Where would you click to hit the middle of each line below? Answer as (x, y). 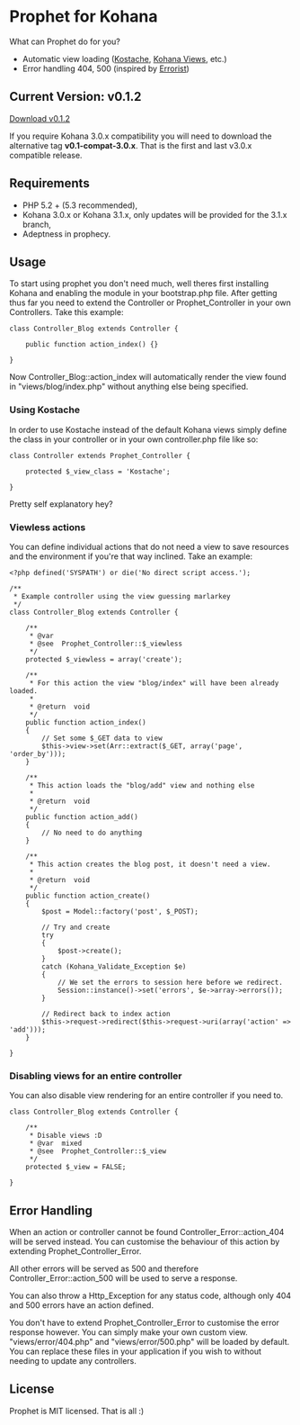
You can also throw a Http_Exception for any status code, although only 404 (150, 1296)
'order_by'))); (38, 753)
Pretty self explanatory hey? (62, 504)
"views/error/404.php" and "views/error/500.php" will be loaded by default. (150, 1342)
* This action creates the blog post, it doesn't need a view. (150, 864)
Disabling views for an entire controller (96, 1076)
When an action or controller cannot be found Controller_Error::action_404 (147, 1232)
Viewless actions (48, 527)
